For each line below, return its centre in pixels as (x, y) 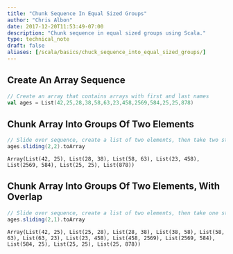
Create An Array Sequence (67, 80)
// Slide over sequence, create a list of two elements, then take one (113, 213)
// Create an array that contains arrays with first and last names (108, 96)
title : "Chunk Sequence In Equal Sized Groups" (77, 13)
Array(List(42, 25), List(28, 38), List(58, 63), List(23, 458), (103, 159)
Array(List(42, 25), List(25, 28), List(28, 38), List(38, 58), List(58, (116, 232)
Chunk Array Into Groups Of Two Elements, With (114, 187)
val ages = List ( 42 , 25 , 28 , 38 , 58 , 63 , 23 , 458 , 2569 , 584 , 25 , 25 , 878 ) (101, 102)
